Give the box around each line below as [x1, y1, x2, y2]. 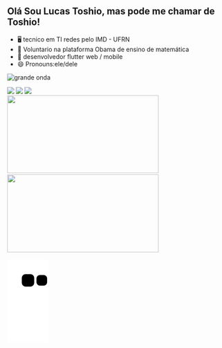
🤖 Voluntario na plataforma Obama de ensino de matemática [17, 45, 189, 53]
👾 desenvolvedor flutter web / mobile [17, 52, 123, 61]
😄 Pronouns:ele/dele [17, 59, 78, 68]
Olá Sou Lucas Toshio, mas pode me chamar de [7, 6, 215, 17]
